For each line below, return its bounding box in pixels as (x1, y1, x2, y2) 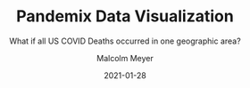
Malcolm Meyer (96, 52, 154, 63)
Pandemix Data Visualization (16, 6, 234, 27)
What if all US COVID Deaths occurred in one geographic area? (9, 36, 241, 46)
